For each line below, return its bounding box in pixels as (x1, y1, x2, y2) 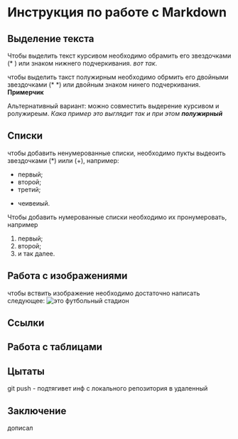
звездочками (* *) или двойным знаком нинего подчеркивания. (7, 80, 201, 89)
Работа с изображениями (7, 270, 128, 282)
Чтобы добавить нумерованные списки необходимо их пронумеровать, (7, 213, 227, 221)
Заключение (7, 405, 67, 417)
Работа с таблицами (7, 341, 103, 353)
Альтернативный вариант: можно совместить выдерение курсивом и (7, 102, 220, 110)
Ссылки (7, 317, 45, 329)
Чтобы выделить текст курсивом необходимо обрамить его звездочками (7, 51, 232, 60)
